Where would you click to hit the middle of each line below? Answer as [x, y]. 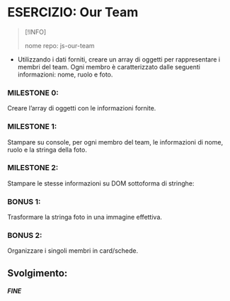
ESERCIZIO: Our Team [73, 12]
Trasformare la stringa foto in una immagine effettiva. [85, 217]
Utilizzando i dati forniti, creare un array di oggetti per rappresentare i [119, 59]
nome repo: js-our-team [59, 45]
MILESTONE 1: [32, 127]
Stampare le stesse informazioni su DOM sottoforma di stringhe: [101, 183]
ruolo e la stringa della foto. [47, 149]
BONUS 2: [25, 236]
